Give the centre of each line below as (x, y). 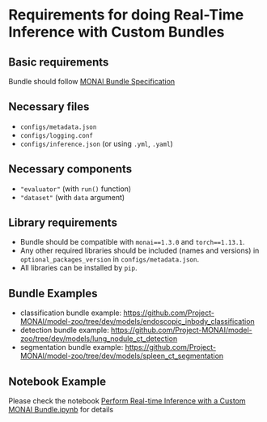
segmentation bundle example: (72, 347)
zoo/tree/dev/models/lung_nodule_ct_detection (99, 339)
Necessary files (49, 107)
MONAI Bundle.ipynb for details (61, 410)
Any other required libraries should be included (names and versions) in (140, 251)
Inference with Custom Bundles (117, 32)
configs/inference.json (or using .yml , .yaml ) (97, 143)
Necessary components (70, 169)
